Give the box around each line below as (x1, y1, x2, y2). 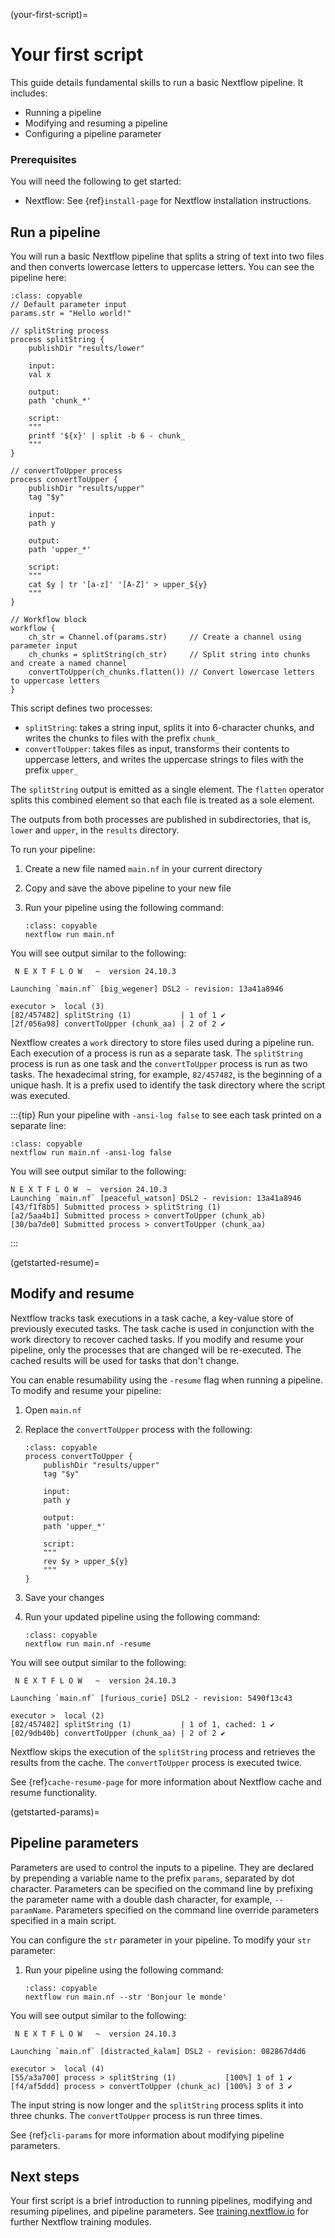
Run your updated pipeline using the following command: (24, 1610, 261, 1623)
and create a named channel (10, 659, 128, 669)
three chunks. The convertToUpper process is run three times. (10, 2109, 263, 2121)
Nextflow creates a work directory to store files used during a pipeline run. (10, 1037, 315, 1049)
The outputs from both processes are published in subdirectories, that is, (10, 814, 312, 826)
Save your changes (24, 1591, 105, 1603)
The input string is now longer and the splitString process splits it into (10, 2099, 304, 2111)
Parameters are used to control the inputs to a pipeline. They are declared (10, 1861, 315, 1873)
